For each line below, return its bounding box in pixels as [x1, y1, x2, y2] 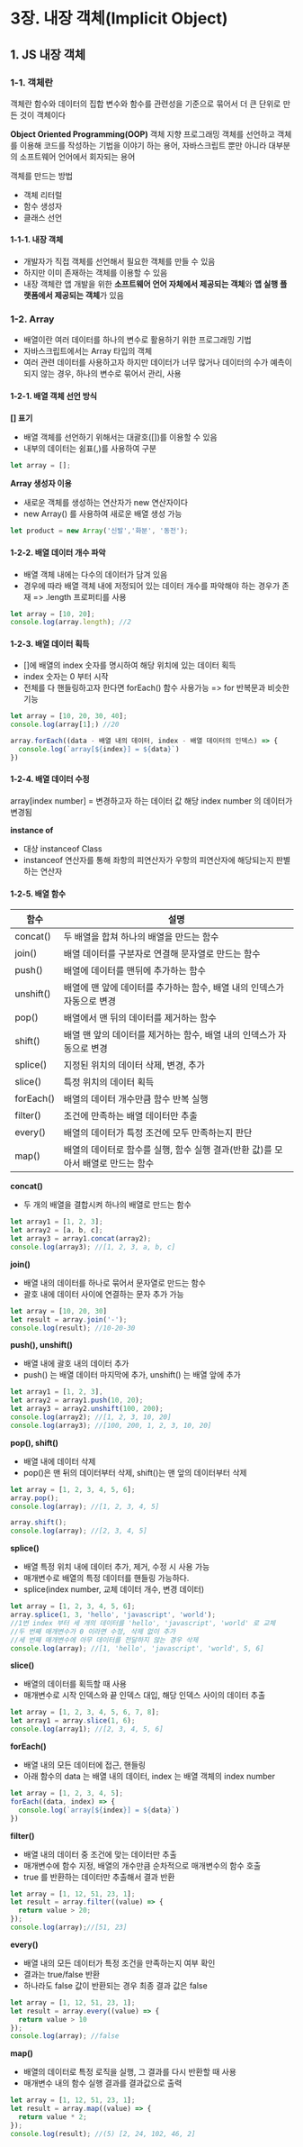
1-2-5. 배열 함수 [10, 888, 67, 899]
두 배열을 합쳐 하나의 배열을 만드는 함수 [63, 931, 219, 943]
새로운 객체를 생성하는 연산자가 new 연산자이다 [22, 497, 188, 508]
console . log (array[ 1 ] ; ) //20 [10, 720, 120, 730]
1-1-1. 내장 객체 [10, 234, 64, 245]
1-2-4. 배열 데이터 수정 [10, 774, 90, 785]
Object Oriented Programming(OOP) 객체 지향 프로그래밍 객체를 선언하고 [10, 128, 275, 140]
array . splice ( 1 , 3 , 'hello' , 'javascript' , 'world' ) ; [10, 1610, 217, 1620]
